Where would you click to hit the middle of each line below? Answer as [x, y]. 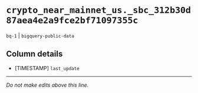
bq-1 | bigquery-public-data [40, 35]
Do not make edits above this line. [47, 85]
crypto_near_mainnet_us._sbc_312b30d [99, 10]
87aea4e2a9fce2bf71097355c [72, 21]
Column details [34, 54]
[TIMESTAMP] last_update [47, 68]
